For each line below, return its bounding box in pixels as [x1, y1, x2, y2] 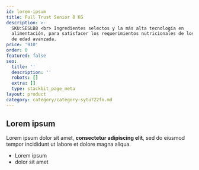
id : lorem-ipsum [6, 8, 46, 15]
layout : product [6, 91, 46, 97]
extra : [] [11, 81, 36, 86]
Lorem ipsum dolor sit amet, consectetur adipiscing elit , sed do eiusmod [6, 134, 185, 142]
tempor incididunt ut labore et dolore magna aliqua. [6, 140, 131, 148]
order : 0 [6, 47, 28, 53]
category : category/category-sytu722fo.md [6, 97, 113, 102]
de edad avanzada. [11, 36, 57, 42]
